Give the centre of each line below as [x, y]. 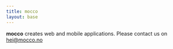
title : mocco [22, 11]
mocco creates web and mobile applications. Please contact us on [87, 33]
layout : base [22, 17]
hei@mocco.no [24, 40]
